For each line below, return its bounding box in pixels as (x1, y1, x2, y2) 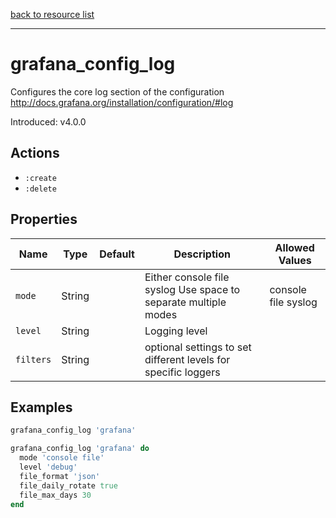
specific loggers (144, 365, 221, 379)
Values (278, 253, 312, 267)
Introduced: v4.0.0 (10, 115, 87, 128)
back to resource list (10, 9, 95, 20)
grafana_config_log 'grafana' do (10, 444, 150, 454)
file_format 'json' (19, 471, 101, 481)
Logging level (144, 324, 208, 338)
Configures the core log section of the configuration (10, 85, 225, 98)
